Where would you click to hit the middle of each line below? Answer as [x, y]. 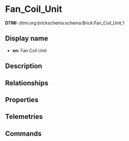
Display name [27, 38]
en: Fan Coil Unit [30, 50]
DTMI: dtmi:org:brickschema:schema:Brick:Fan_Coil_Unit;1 [65, 23]
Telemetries [24, 117]
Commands [24, 133]
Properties [22, 100]
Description [24, 66]
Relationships [27, 83]
